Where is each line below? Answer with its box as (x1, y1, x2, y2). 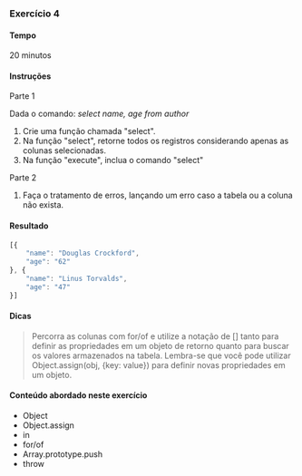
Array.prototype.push (22, 449, 103, 460)
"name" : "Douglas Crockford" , (25, 248, 141, 258)
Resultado (9, 220, 49, 231)
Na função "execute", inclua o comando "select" (22, 155, 204, 166)
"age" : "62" (25, 257, 71, 267)
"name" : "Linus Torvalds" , (25, 275, 128, 284)
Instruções (9, 71, 52, 82)
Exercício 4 (9, 7, 61, 20)
